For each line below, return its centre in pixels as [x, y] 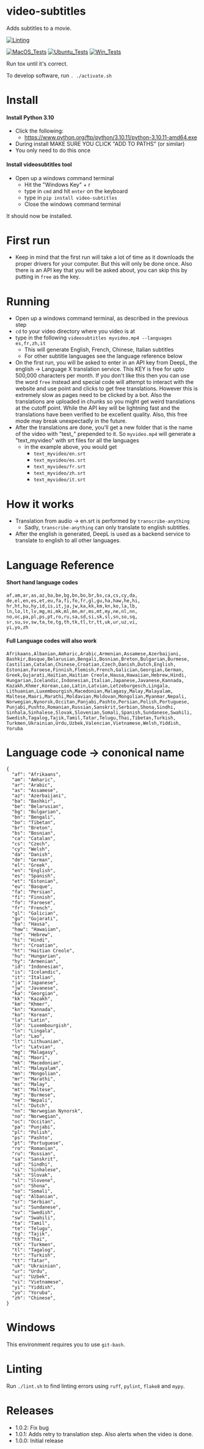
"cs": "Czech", [31, 844]
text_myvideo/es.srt [60, 460]
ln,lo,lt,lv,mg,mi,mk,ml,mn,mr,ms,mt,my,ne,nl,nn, [72, 611]
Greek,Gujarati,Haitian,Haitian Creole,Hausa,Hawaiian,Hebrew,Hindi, [97, 675]
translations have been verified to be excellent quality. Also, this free [101, 415]
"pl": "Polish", [32, 1132]
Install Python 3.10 [30, 117]
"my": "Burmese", [34, 1095]
